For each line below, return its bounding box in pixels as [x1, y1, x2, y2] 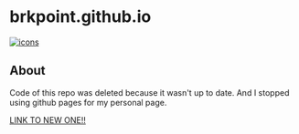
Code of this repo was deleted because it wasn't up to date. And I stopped [9, 87, 290, 98]
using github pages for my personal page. [9, 97, 167, 108]
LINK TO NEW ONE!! [9, 114, 87, 125]
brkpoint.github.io [9, 6, 152, 27]
